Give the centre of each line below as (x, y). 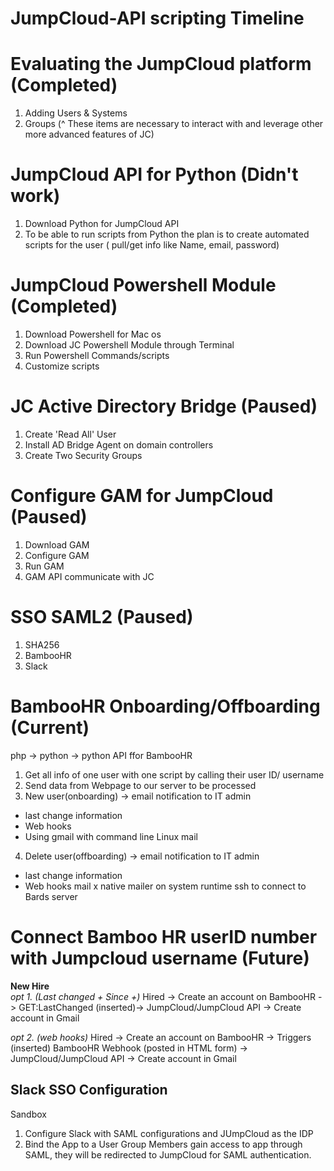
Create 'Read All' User (70, 434)
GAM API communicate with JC (89, 576)
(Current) (50, 728)
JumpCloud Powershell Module (143, 285)
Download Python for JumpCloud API (102, 224)
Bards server (51, 896)
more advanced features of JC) (89, 134)
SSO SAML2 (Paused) (102, 617)
